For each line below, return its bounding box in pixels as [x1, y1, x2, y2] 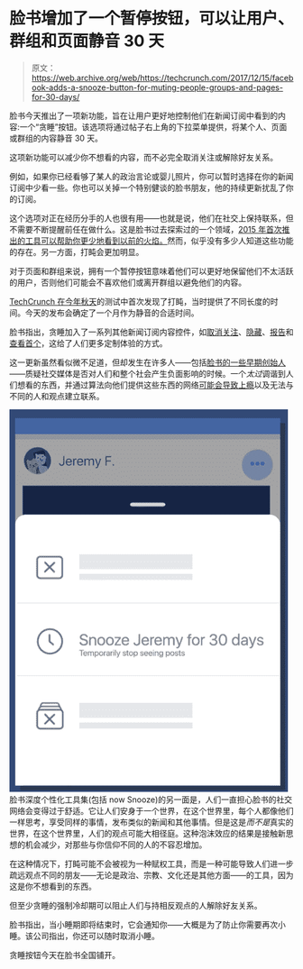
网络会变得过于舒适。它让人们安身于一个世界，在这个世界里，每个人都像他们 [9, 805, 294, 816]
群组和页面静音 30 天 [9, 31, 165, 51]
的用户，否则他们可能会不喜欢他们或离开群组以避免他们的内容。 [9, 277, 246, 288]
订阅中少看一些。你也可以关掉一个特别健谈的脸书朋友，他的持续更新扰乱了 [9, 182, 286, 193]
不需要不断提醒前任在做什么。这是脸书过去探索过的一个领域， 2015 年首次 [9, 224, 282, 234]
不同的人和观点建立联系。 [9, 390, 105, 401]
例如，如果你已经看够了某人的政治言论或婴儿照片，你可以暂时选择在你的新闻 [9, 170, 294, 181]
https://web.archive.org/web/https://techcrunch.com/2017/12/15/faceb [31, 72, 294, 83]
